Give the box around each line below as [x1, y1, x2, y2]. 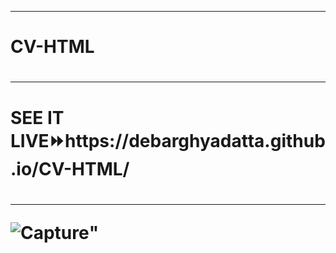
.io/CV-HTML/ [10, 157, 130, 180]
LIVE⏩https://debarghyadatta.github [10, 129, 326, 152]
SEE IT [10, 106, 65, 129]
